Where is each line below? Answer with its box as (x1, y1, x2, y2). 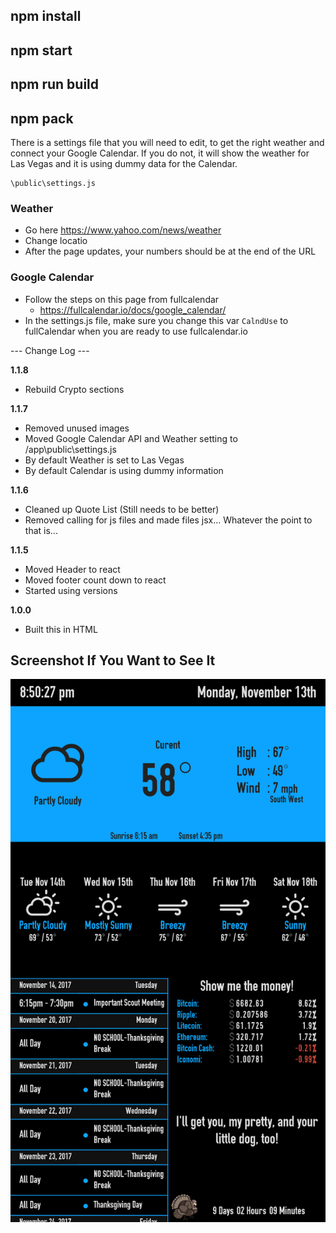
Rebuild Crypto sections (24, 383, 125, 395)
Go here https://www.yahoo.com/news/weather (24, 224, 222, 236)
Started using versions (24, 584, 118, 596)
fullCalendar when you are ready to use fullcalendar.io (24, 325, 248, 337)
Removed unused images (24, 422, 130, 434)
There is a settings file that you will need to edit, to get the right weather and (10, 136, 325, 148)
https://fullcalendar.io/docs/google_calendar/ (39, 304, 227, 316)
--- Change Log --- (10, 344, 90, 356)
